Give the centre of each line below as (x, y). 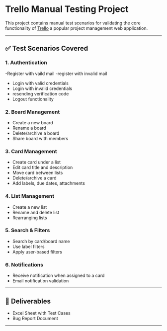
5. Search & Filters (28, 231)
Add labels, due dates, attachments (49, 183)
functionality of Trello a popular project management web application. (77, 28)
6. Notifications (24, 264)
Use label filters (28, 247)
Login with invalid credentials (42, 88)
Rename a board (29, 128)
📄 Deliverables (28, 301)
